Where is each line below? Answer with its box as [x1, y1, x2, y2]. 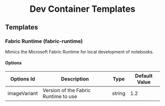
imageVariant [7, 90, 38, 97]
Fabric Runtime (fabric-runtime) [5, 38, 83, 45]
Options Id [10, 76, 35, 82]
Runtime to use [42, 93, 78, 100]
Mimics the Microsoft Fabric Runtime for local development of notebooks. [5, 49, 154, 54]
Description [61, 76, 89, 82]
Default [135, 73, 153, 79]
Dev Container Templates [29, 3, 136, 15]
